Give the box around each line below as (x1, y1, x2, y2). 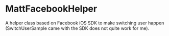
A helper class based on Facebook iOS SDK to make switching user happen (5, 20, 164, 26)
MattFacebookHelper (5, 3, 98, 15)
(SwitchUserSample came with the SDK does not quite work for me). (5, 25, 150, 31)
